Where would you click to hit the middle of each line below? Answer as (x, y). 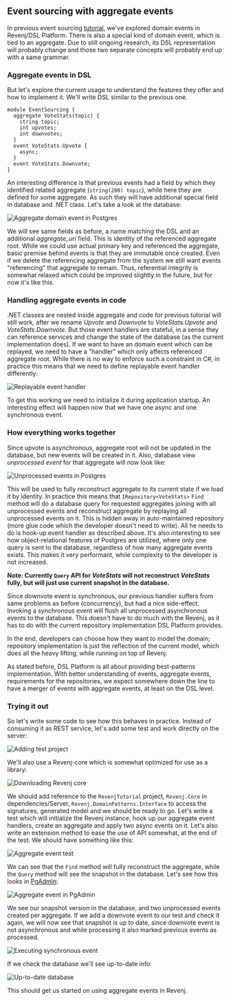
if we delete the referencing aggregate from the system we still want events (114, 261)
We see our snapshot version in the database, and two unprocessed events (114, 908)
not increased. (27, 562)
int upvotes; (38, 128)
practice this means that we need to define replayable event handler (104, 366)
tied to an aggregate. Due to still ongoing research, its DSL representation (111, 42)
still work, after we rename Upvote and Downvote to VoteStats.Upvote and (112, 322)
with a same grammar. (38, 57)
